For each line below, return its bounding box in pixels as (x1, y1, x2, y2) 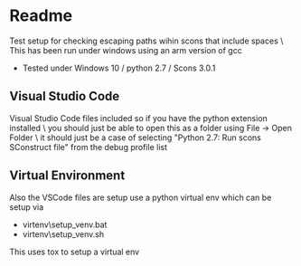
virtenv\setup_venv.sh (22, 228, 105, 240)
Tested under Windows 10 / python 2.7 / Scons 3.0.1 (22, 62, 216, 73)
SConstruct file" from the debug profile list (9, 141, 167, 152)
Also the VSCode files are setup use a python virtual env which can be (9, 192, 272, 203)
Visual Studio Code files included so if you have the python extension (9, 112, 268, 123)
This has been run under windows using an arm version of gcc (9, 44, 242, 55)
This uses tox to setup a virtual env (9, 246, 140, 257)
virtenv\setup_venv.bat (22, 219, 108, 230)
